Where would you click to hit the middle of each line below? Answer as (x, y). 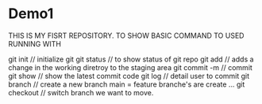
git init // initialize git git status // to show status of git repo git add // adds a (131, 59)
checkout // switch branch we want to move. (81, 92)
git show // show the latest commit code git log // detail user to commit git (129, 76)
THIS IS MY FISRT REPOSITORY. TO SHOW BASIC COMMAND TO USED (126, 35)
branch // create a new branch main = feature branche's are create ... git (127, 84)
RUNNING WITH (35, 43)
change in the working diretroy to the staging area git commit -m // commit (130, 67)
